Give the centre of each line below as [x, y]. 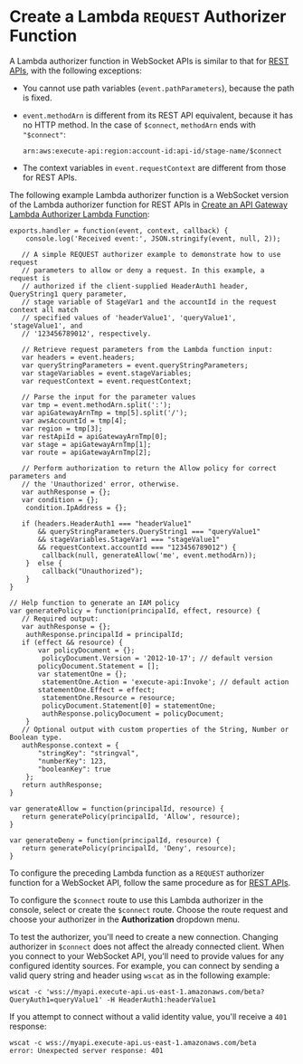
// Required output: [60, 618]
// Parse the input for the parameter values [109, 397]
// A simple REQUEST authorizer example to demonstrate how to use [151, 254]
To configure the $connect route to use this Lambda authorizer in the [137, 900]
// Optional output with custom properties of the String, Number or [155, 729]
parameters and [38, 476]
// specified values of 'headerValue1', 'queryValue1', [129, 318]
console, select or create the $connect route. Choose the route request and [149, 909]
